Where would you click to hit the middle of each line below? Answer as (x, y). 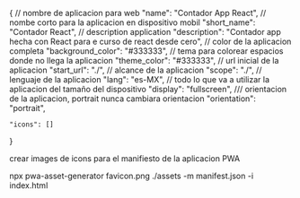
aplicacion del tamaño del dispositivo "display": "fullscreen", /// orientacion (148, 89)
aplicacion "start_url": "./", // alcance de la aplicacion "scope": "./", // (136, 70)
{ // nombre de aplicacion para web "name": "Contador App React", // (138, 13)
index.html (29, 185)
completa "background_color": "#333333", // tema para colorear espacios (146, 51)
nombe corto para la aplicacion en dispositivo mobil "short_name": (132, 22)
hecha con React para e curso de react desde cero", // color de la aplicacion (150, 41)
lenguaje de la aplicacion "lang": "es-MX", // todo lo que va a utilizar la (139, 79)
